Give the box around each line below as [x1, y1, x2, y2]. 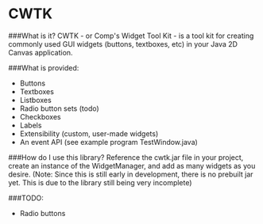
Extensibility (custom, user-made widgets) [19, 128, 159, 139]
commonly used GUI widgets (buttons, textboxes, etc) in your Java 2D [8, 39, 238, 48]
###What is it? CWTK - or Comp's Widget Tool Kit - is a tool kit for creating [8, 31, 254, 40]
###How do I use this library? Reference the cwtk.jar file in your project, [8, 152, 244, 162]
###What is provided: [8, 63, 79, 72]
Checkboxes [19, 112, 61, 121]
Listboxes [19, 95, 52, 104]
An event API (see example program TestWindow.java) [19, 137, 199, 146]
